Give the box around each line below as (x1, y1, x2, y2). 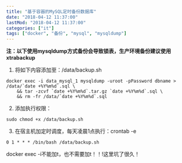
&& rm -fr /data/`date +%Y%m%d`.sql (17, 94, 108, 100)
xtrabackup (6, 54, 36, 61)
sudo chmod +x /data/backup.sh (6, 116, 84, 123)
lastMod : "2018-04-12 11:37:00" (6, 19, 86, 25)
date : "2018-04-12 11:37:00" (6, 14, 78, 20)
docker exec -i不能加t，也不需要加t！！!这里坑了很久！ (6, 151, 140, 158)
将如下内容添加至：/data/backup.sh (14, 66, 102, 74)
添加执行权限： (14, 105, 52, 112)
